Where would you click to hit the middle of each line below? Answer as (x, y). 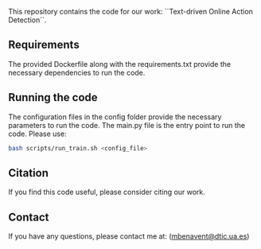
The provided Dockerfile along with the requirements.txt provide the (120, 64)
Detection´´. (27, 20)
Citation (29, 173)
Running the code (53, 97)
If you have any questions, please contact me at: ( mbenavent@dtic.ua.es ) (129, 236)
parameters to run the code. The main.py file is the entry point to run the (127, 125)
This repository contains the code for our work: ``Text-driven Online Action (130, 12)
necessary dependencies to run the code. (77, 72)
